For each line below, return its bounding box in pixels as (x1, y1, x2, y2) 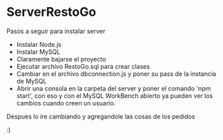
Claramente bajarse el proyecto (16, 54, 106, 63)
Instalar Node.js (16, 40, 61, 48)
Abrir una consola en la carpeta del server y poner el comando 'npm (16, 84, 211, 92)
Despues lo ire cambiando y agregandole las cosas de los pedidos (6, 112, 195, 121)
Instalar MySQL (16, 48, 61, 56)
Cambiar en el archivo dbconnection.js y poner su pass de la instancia (16, 70, 217, 78)
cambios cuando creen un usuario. (16, 99, 116, 107)
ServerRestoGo (6, 4, 97, 20)
